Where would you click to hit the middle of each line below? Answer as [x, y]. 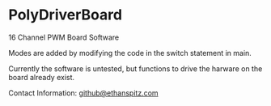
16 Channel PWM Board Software [64, 37]
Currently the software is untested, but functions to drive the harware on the [135, 68]
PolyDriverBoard [66, 15]
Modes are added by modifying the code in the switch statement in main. [130, 53]
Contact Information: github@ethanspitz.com [84, 93]
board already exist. [42, 77]
